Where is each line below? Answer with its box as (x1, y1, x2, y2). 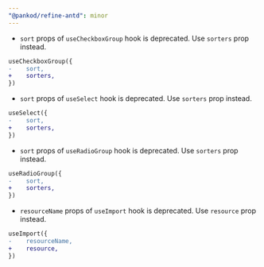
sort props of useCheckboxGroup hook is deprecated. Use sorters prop (19, 33, 249, 43)
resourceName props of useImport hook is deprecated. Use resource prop (19, 206, 257, 215)
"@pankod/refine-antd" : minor (8, 11, 109, 20)
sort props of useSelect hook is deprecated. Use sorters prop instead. (19, 94, 252, 103)
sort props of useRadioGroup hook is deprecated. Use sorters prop (19, 145, 239, 155)
